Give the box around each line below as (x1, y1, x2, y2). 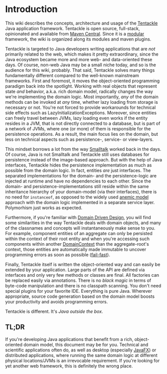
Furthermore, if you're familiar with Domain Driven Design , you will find (5, 214, 151, 220)
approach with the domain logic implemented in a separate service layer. (5, 199, 155, 205)
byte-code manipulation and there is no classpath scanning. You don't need (5, 282, 161, 289)
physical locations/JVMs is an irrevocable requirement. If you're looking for (5, 357, 160, 363)
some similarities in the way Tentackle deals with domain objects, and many (5, 220, 161, 226)
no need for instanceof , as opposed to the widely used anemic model (5, 194, 149, 200)
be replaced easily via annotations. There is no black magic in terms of (5, 277, 151, 283)
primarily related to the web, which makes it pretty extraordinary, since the (5, 51, 158, 57)
